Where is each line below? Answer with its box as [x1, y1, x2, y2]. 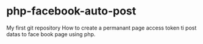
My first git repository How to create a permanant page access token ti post [6, 24, 197, 31]
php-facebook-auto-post [6, 4, 137, 18]
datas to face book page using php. [6, 30, 96, 37]
